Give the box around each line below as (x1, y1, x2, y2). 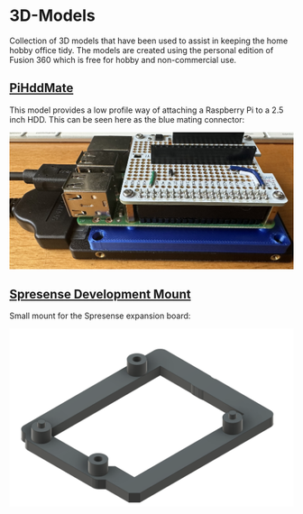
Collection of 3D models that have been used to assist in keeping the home (9, 35, 289, 46)
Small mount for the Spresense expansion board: (9, 310, 191, 321)
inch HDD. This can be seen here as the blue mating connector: (9, 114, 245, 124)
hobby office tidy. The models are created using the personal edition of (9, 44, 274, 55)
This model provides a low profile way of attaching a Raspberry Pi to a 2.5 (9, 105, 284, 115)
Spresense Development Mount (9, 287, 191, 302)
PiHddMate (9, 80, 74, 96)
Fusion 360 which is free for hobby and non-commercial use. (9, 54, 237, 65)
